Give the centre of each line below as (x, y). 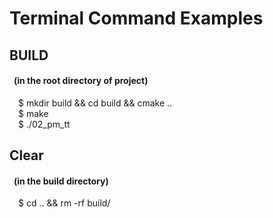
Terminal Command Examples (136, 18)
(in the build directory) (61, 181)
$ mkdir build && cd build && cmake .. (95, 103)
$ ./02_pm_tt (44, 124)
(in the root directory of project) (81, 81)
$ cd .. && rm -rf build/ (64, 203)
